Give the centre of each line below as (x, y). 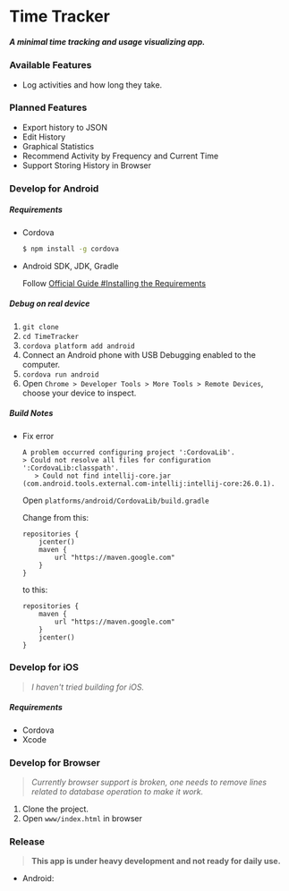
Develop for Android (54, 188)
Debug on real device (50, 304)
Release (27, 842)
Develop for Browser (55, 762)
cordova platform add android (79, 346)
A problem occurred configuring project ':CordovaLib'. (128, 452)
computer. (41, 364)
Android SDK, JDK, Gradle (70, 266)
